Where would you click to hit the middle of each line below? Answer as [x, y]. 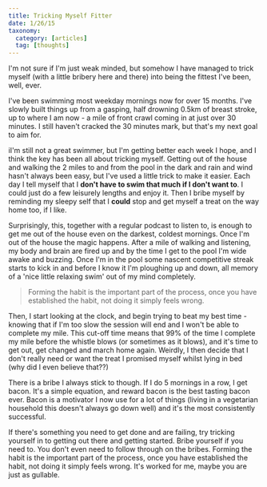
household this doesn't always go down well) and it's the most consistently [132, 409]
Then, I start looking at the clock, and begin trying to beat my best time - [128, 316]
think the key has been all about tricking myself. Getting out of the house [128, 159]
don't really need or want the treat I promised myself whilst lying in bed [126, 359]
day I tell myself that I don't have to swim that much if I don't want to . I [126, 184]
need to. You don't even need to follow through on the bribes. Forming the [130, 449]
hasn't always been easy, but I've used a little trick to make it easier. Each [129, 176]
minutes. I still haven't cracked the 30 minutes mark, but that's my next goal [133, 127]
